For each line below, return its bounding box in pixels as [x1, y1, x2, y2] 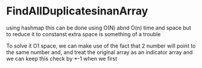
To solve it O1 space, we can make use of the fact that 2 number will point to [6, 42, 196, 49]
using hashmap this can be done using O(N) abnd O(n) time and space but [6, 24, 192, 31]
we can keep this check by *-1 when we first [6, 55, 118, 62]
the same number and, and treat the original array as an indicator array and [6, 48, 193, 55]
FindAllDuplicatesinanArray [6, 4, 148, 18]
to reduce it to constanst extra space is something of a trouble [6, 30, 161, 37]
